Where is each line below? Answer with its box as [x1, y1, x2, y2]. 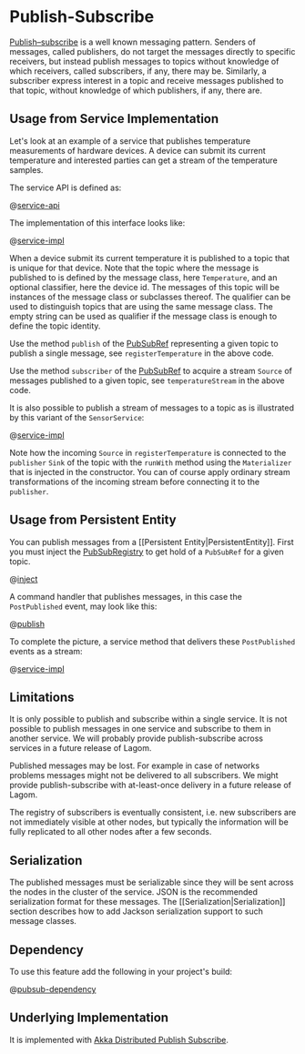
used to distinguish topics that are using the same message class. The [9, 300, 273, 311]
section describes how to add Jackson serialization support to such [9, 906, 264, 917]
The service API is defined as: [9, 182, 122, 193]
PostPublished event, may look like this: [9, 601, 158, 612]
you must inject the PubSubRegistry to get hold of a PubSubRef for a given [9, 546, 284, 557]
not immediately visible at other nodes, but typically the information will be [9, 816, 289, 827]
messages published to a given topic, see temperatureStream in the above [9, 375, 285, 386]
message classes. [9, 916, 77, 927]
